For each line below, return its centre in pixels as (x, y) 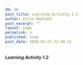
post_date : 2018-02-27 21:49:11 (38, 42)
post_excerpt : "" (23, 23)
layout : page (19, 28)
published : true (22, 37)
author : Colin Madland (28, 19)
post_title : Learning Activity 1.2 (42, 14)
